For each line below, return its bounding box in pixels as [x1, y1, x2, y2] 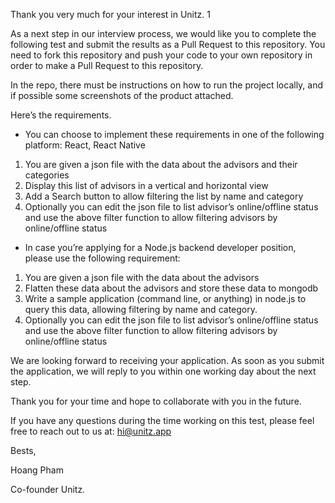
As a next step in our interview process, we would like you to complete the [10, 28, 317, 39]
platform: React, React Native [24, 139, 146, 151]
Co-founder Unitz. [10, 484, 86, 495]
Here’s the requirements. [10, 109, 112, 121]
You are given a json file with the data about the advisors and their [24, 159, 298, 170]
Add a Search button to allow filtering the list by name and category [24, 190, 304, 202]
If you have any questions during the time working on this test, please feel [10, 415, 315, 426]
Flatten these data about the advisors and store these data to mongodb [24, 282, 319, 294]
